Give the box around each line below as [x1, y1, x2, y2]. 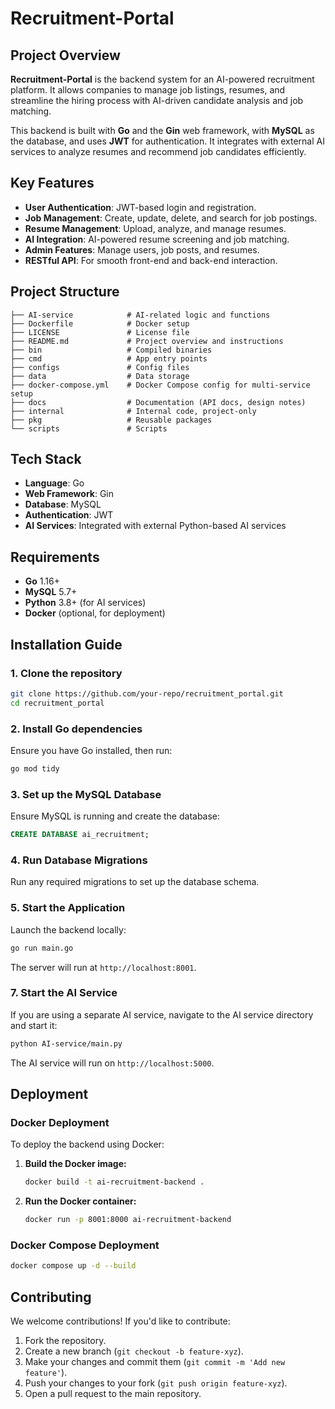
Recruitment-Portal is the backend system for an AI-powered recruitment [10, 73, 315, 85]
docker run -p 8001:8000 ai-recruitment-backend [24, 1215, 232, 1225]
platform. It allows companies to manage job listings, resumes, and [10, 84, 286, 96]
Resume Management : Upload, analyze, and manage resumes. [24, 222, 287, 234]
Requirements [10, 548, 100, 566]
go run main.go [10, 943, 74, 953]
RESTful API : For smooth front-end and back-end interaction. [24, 254, 278, 266]
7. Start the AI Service [10, 986, 118, 1000]
